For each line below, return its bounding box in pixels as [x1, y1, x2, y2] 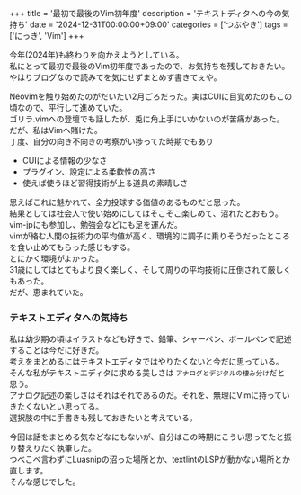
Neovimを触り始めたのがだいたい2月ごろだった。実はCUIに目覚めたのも [9, 91, 277, 102]
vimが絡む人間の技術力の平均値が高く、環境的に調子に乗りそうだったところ [9, 230, 290, 241]
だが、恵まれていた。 [9, 287, 88, 297]
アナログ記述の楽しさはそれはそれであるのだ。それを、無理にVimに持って [9, 390, 283, 400]
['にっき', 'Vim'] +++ [9, 31, 84, 40]
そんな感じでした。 [9, 476, 81, 488]
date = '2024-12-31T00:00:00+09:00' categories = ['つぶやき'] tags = [30, 19, 289, 30]
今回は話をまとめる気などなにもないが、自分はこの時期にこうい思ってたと [9, 431, 285, 443]
